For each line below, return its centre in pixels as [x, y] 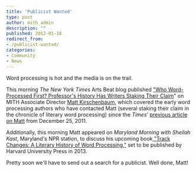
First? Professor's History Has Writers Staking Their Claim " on [109, 96]
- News [14, 61]
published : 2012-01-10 [34, 34]
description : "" [26, 28]
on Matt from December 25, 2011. [47, 121]
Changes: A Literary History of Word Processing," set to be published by [94, 145]
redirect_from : [25, 39]
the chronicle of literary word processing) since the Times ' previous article [97, 114]
